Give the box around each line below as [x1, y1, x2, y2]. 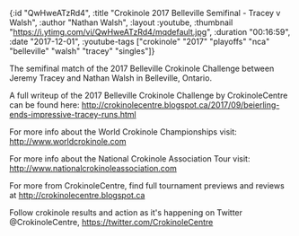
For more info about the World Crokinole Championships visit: [9, 127, 238, 137]
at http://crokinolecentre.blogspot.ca [9, 190, 145, 200]
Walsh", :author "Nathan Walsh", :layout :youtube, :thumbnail [9, 17, 233, 28]
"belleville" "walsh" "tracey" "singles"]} [9, 46, 155, 57]
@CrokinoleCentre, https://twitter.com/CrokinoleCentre [9, 217, 214, 227]
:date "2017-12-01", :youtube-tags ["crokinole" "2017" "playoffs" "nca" [9, 36, 270, 47]
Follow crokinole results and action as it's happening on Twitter [9, 207, 243, 218]
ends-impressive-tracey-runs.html [9, 109, 136, 119]
